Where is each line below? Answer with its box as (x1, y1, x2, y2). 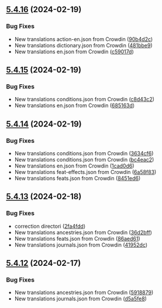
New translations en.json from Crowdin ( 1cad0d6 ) (14, 162, 135, 169)
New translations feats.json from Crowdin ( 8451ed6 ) (14, 175, 141, 182)
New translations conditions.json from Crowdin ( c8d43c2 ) (14, 96, 155, 103)
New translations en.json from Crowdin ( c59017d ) (14, 48, 135, 55)
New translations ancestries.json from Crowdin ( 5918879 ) (14, 289, 154, 296)
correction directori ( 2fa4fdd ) (14, 223, 86, 230)
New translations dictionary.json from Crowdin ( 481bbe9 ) (14, 42, 153, 49)
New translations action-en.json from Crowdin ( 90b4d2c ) (14, 35, 153, 43)
